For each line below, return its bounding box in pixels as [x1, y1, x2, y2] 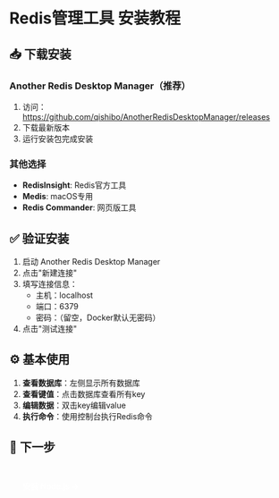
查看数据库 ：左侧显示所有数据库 [21, 377, 140, 388]
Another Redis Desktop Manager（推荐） [9, 80, 190, 92]
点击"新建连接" [21, 267, 78, 278]
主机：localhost [35, 290, 94, 300]
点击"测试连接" [21, 323, 78, 333]
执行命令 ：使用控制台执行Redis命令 [21, 410, 154, 421]
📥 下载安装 [9, 46, 72, 62]
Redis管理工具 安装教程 [9, 8, 182, 29]
